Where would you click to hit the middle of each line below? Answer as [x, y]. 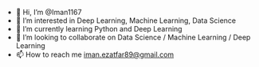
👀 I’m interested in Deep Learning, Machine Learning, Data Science [126, 20]
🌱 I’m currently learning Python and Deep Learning [99, 29]
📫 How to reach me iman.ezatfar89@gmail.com [95, 54]
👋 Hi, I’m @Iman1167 [49, 12]
